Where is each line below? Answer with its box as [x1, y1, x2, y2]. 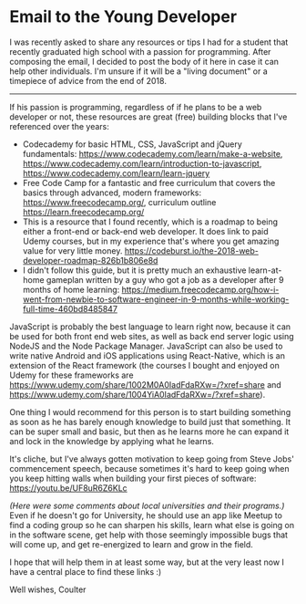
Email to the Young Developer [9, 6, 238, 27]
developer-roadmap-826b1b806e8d [22, 255, 158, 266]
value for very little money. [22, 245, 123, 256]
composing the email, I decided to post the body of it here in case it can [9, 56, 280, 67]
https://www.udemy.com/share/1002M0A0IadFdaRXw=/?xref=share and [9, 379, 282, 390]
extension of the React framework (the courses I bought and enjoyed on [9, 359, 280, 370]
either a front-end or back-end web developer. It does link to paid [22, 225, 269, 236]
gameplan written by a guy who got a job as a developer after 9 [46, 274, 284, 285]
